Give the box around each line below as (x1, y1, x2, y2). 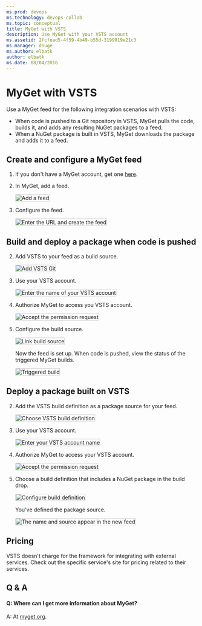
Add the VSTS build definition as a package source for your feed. (15, 402, 178, 409)
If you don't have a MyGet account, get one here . (15, 170, 138, 178)
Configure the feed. (15, 207, 64, 214)
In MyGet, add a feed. (15, 183, 70, 190)
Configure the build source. (15, 326, 83, 333)
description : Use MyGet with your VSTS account (6, 32, 129, 38)
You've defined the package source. (15, 506, 106, 513)
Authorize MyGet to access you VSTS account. (15, 301, 132, 309)
